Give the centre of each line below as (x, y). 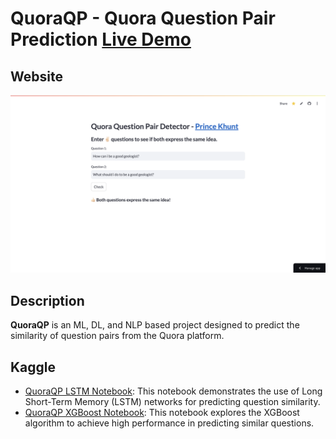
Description (47, 300)
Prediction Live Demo (101, 39)
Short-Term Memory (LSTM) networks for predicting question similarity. (172, 402)
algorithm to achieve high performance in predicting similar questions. (169, 423)
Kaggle (33, 367)
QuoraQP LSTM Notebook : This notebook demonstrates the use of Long (173, 391)
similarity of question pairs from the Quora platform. (117, 336)
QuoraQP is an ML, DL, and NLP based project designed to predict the (155, 325)
